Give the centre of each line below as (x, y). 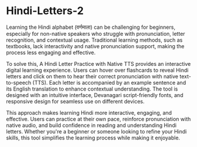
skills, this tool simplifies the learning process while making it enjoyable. (93, 138)
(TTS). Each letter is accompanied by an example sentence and (109, 82)
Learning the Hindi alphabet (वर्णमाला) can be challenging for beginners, (91, 27)
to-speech (19, 82)
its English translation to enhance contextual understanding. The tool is (92, 89)
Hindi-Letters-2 (45, 11)
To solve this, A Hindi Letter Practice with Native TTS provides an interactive (98, 64)
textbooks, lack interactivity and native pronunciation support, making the (95, 46)
